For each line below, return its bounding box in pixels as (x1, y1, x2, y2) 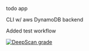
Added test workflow (6, 27, 56, 34)
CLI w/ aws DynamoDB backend (6, 16, 83, 23)
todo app (6, 5, 28, 12)
